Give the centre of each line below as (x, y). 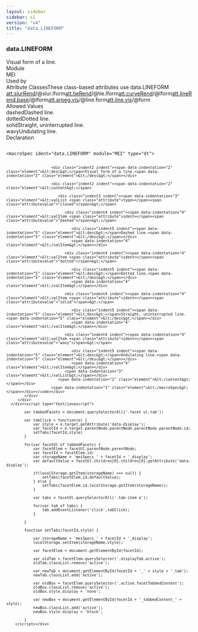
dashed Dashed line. (30, 112)
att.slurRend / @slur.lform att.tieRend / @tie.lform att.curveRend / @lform (89, 93)
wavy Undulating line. (32, 131)
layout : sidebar (26, 12)
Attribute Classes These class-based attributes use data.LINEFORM (88, 87)
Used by (16, 81)
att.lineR (182, 93)
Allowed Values (25, 106)
